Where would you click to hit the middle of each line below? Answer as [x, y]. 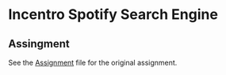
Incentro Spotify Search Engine [113, 15]
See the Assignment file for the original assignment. [93, 62]
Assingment [39, 44]
